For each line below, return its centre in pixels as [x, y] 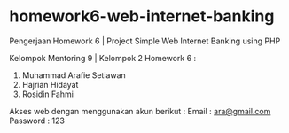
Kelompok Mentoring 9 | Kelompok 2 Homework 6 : [103, 58]
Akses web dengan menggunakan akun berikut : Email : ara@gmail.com [140, 111]
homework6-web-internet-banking [142, 16]
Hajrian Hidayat [50, 84]
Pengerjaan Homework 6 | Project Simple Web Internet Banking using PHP [145, 41]
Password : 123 [37, 121]
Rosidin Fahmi [47, 94]
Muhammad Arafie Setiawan [74, 75]
